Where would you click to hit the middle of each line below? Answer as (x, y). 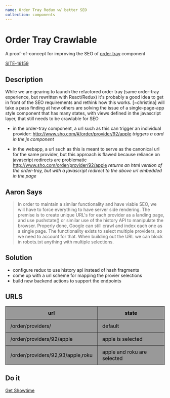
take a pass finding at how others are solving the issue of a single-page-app (85, 108)
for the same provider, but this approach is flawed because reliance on (86, 155)
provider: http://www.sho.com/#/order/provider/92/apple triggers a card (88, 134)
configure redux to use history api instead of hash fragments (76, 270)
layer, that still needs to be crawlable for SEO (52, 119)
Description (24, 79)
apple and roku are (124, 352)
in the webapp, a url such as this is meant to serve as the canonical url (86, 149)
